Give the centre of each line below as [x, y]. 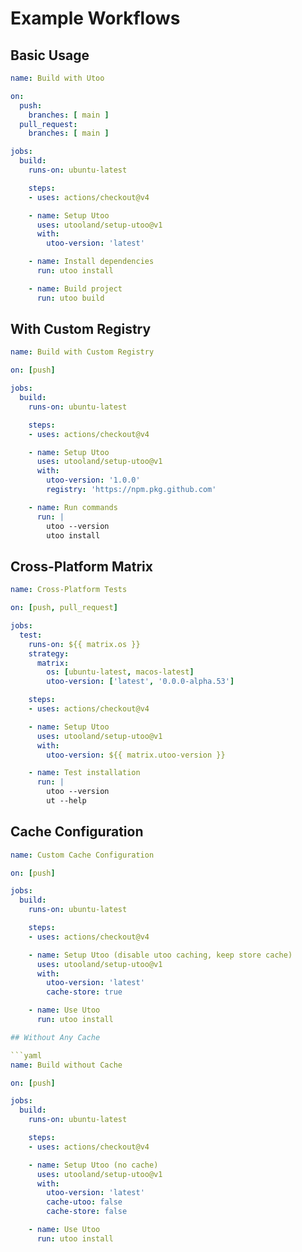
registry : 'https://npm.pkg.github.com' [131, 490]
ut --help [66, 801]
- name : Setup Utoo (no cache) [93, 1165]
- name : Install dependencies [91, 262]
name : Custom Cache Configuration [82, 855]
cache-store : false [87, 1212]
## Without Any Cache [55, 1037]
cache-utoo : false [84, 1202]
